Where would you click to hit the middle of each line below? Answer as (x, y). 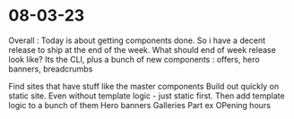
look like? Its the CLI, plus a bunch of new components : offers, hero (134, 59)
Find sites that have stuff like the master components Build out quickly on (144, 86)
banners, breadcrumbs (51, 69)
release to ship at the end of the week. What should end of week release (143, 49)
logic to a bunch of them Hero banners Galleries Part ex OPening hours (139, 105)
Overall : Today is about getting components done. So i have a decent (137, 40)
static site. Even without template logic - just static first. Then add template (147, 96)
